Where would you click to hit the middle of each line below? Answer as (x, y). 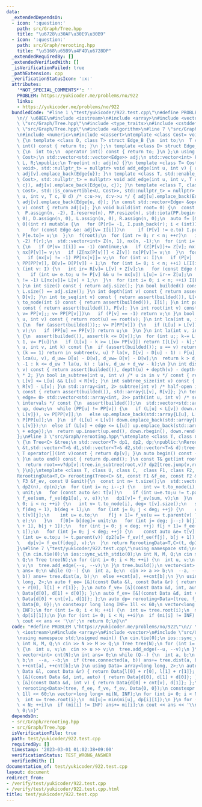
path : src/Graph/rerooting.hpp (56, 46)
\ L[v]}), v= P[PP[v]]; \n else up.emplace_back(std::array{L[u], (103, 414)
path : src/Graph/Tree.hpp (50, 29)
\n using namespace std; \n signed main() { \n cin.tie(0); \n (91, 638)
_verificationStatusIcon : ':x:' (52, 79)
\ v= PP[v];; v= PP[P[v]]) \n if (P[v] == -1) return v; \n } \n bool (106, 314)
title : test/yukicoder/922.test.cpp (52, 794)
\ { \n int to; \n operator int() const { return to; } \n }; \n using (106, 152)
